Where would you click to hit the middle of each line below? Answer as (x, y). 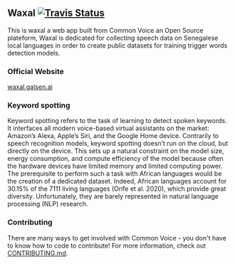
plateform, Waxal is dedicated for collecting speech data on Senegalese (113, 38)
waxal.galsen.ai (30, 87)
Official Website (36, 71)
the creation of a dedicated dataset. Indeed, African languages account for (117, 181)
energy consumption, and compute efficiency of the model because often (115, 159)
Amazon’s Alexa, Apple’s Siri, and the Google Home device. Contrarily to (113, 136)
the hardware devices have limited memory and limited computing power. (115, 166)
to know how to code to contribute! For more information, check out (107, 245)
